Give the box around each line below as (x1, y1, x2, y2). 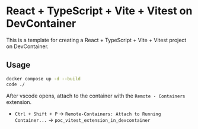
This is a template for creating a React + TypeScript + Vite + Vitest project (6, 36, 187, 43)
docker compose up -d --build (6, 75, 81, 81)
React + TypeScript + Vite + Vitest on (6, 4, 193, 18)
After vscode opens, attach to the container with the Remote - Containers (6, 92, 186, 99)
